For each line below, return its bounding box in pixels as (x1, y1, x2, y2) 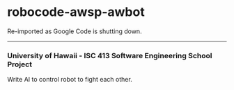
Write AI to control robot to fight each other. (7, 75, 132, 84)
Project (7, 60, 33, 69)
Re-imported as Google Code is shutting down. (7, 27, 142, 35)
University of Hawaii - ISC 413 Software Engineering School (7, 51, 212, 60)
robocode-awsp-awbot (7, 4, 145, 20)
